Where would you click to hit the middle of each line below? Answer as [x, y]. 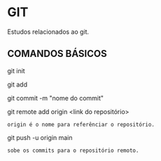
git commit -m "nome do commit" [55, 98]
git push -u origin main [40, 137]
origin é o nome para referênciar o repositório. [81, 124]
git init [16, 70]
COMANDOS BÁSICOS [57, 54]
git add [17, 84]
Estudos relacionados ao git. [48, 32]
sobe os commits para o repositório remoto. [73, 150]
